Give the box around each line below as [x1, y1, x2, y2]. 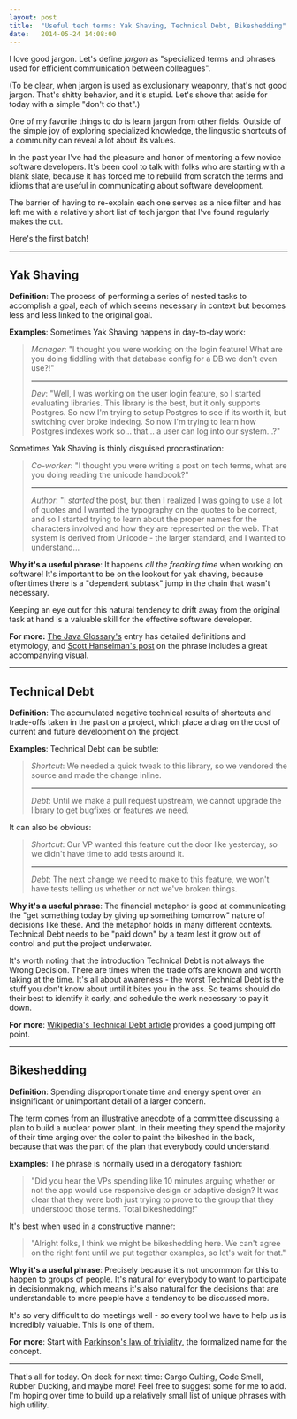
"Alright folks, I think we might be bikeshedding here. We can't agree [30, 1238, 281, 1248]
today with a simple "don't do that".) [9, 99, 141, 110]
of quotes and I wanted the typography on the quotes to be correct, [30, 505, 278, 515]
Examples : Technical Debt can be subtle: [9, 744, 159, 753]
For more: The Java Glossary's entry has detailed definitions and [9, 631, 246, 642]
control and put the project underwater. [9, 938, 153, 948]
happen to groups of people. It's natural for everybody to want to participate [9, 1274, 287, 1284]
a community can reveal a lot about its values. [9, 135, 177, 146]
